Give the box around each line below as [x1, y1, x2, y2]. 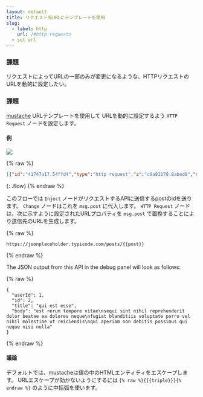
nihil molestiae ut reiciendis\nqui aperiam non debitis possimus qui [6, 318, 188, 324]
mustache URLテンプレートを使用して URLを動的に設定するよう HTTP [6, 112, 178, 119]
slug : [6, 20, 20, 26]
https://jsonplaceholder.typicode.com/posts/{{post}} [6, 241, 145, 247]
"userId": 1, [11, 292, 45, 298]
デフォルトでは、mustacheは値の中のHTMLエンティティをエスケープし [6, 369, 183, 376]
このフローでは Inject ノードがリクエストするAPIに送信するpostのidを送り [6, 195, 192, 202]
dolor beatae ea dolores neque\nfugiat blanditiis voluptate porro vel [6, 313, 190, 319]
